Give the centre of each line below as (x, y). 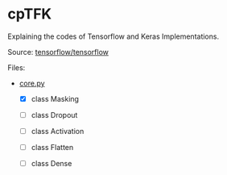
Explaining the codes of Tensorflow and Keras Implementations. (113, 36)
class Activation (58, 131)
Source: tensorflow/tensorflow (58, 52)
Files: (17, 67)
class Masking (55, 98)
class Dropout (54, 115)
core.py (32, 83)
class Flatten (52, 148)
